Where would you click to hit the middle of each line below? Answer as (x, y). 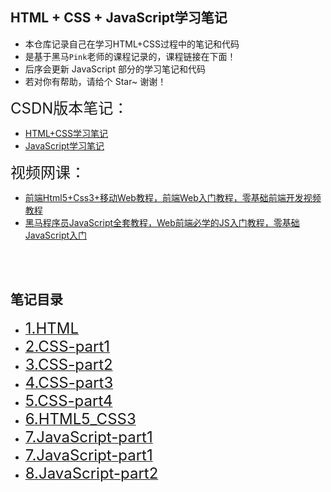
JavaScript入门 (56, 235)
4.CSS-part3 (69, 382)
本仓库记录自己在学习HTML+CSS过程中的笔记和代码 (132, 44)
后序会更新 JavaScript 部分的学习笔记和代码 (115, 69)
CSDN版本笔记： (69, 108)
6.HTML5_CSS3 (80, 418)
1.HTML (52, 328)
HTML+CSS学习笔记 (66, 133)
